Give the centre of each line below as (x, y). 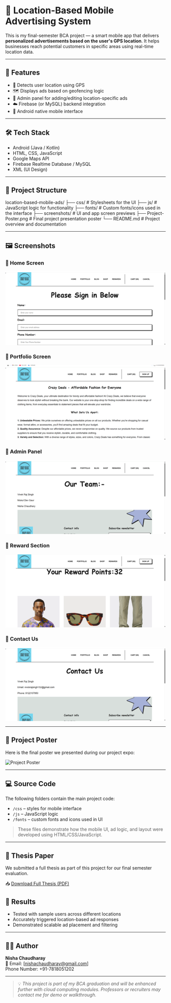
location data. (20, 52)
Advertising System (48, 21)
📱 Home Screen (25, 263)
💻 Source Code (31, 784)
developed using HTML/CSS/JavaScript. (60, 835)
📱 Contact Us (22, 639)
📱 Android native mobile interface (48, 111)
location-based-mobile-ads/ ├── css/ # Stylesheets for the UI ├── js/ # (81, 203)
